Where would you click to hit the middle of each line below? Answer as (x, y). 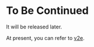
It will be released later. (34, 27)
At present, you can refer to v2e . (46, 38)
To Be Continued (48, 11)
